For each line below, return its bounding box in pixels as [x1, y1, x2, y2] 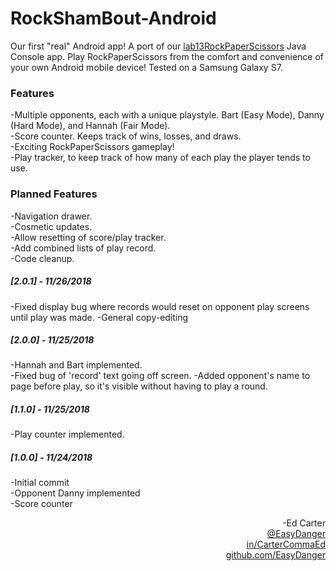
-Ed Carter [282, 517, 326, 529]
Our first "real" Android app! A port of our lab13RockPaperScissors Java [10, 40, 307, 52]
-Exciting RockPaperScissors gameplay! [10, 141, 175, 153]
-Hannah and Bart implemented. [10, 359, 143, 371]
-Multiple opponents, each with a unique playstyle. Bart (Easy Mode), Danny [10, 109, 325, 121]
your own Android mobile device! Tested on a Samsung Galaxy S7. [10, 61, 283, 73]
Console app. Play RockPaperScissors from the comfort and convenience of [10, 50, 324, 62]
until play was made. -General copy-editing [10, 311, 189, 323]
